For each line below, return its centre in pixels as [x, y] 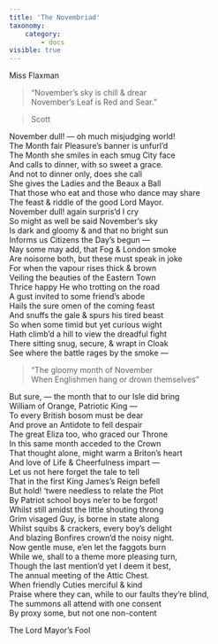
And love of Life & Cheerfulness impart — [85, 462]
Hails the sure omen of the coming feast [82, 306]
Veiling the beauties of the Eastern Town [83, 278]
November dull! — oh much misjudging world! [92, 136]
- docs [53, 42]
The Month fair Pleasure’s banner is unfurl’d [89, 146]
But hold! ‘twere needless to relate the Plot [86, 491]
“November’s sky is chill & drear [89, 93]
